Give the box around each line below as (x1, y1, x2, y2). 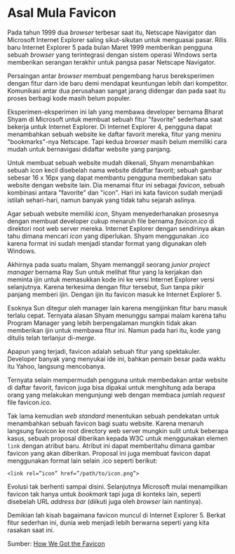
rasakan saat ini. (7, 525, 55, 534)
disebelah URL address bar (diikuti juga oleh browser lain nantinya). (7, 497, 203, 506)
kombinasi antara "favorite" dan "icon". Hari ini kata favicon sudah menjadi (7, 188, 223, 197)
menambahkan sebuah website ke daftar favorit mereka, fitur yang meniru (7, 130, 222, 138)
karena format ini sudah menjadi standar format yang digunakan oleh (7, 239, 207, 247)
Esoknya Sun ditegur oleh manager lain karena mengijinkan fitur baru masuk (7, 303, 228, 312)
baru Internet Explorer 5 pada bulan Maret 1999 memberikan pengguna (7, 43, 213, 51)
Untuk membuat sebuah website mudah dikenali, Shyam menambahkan (7, 158, 214, 166)
